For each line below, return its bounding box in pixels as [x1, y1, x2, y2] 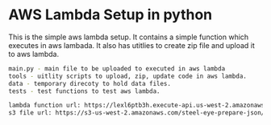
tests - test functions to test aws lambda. [8, 87, 161, 95]
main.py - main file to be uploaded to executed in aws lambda [8, 64, 226, 73]
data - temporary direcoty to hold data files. [8, 79, 172, 87]
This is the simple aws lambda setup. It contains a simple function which [8, 32, 249, 42]
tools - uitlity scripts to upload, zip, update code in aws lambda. [8, 72, 248, 80]
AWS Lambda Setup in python [8, 6, 213, 24]
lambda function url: [8, 102, 81, 110]
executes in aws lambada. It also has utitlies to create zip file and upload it [8, 40, 256, 50]
